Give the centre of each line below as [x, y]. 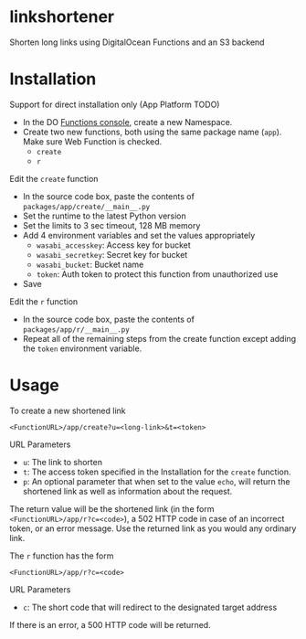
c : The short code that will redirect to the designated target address [150, 607]
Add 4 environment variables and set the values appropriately [139, 235]
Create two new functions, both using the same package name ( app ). [152, 132]
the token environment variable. [82, 348]
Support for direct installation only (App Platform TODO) [115, 104]
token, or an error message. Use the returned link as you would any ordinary [153, 528]
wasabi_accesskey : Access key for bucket [114, 245]
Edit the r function [44, 301]
